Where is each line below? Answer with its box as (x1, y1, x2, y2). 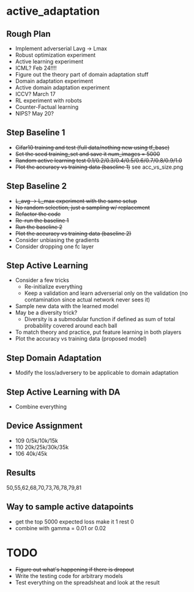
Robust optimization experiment (15, 51, 96, 59)
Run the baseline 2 (15, 223, 63, 231)
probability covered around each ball (24, 322, 118, 330)
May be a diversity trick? (15, 309, 78, 316)
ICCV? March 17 (15, 91, 56, 97)
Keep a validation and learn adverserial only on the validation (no (24, 289, 188, 297)
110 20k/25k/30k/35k (15, 443, 69, 451)
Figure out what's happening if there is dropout (15, 566, 135, 573)
